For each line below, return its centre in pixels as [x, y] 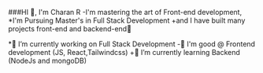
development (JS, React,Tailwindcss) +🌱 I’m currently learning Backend [124, 52]
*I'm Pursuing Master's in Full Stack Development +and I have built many [127, 20]
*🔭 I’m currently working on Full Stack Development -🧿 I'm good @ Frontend [132, 44]
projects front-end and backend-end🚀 [70, 29]
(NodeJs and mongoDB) [48, 60]
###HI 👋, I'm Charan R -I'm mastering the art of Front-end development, [125, 12]
